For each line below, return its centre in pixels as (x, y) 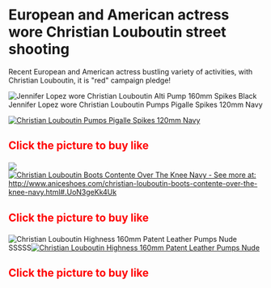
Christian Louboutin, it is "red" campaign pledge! (90, 80)
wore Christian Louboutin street (117, 32)
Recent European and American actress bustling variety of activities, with (131, 71)
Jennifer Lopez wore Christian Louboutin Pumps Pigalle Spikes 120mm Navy (135, 104)
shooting (39, 49)
